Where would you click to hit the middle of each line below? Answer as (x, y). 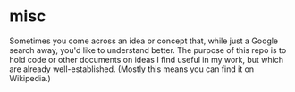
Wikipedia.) (30, 78)
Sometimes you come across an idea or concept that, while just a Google (144, 41)
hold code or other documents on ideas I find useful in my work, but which (147, 59)
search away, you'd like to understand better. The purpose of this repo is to (148, 50)
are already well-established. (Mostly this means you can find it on (132, 69)
